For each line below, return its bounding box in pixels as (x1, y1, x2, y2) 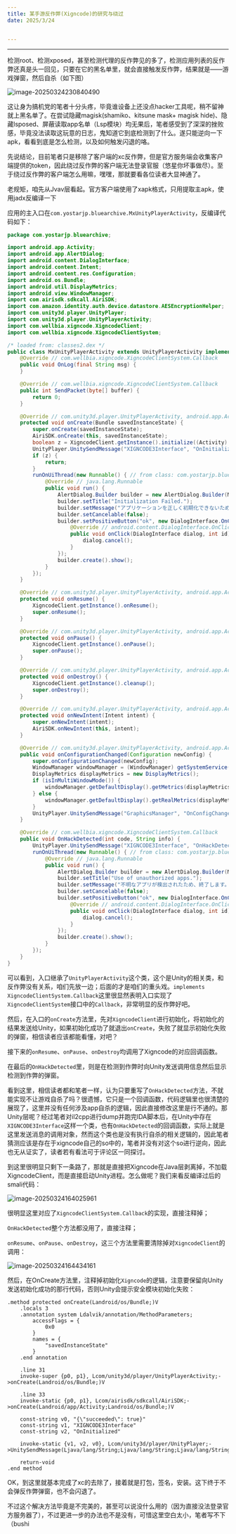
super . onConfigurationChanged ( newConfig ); (32, 758, 159, 765)
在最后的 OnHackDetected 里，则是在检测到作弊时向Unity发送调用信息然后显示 (7, 1062, 227, 1070)
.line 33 (20, 1391, 46, 1398)
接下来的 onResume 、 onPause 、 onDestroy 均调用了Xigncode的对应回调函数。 (7, 1047, 221, 1056)
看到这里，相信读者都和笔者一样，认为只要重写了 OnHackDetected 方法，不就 (7, 1086, 224, 1094)
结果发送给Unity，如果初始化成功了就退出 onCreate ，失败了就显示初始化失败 (7, 1023, 227, 1032)
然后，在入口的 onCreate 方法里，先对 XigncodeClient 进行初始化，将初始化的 (7, 1014, 225, 1023)
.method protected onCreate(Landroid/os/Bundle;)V (7, 1298, 159, 1305)
